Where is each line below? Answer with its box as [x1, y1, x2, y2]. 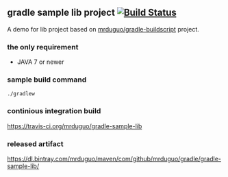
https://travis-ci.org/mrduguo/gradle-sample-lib [7, 121, 142, 130]
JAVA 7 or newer [16, 58, 64, 66]
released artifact [7, 139, 64, 148]
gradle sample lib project [7, 7, 115, 19]
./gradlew [7, 91, 36, 97]
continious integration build [7, 106, 101, 116]
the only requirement [7, 42, 79, 51]
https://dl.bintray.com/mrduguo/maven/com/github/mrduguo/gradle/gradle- [7, 155, 221, 163]
